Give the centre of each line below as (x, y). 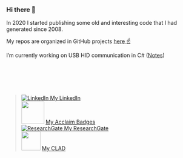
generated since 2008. (35, 29)
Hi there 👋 (21, 10)
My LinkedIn (65, 98)
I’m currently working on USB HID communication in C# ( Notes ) (85, 55)
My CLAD (54, 148)
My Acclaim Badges (70, 122)
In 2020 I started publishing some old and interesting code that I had (92, 23)
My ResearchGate (86, 128)
